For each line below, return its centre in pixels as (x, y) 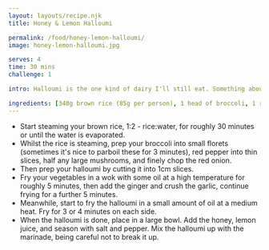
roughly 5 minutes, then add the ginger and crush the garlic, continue (134, 186)
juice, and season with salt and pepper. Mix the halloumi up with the (132, 228)
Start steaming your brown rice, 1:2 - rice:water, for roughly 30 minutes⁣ (137, 126)
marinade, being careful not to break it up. (89, 236)
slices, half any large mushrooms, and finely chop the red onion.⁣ (126, 160)
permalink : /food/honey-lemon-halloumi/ (77, 38)
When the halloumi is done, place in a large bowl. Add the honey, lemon (138, 220)
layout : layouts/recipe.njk (55, 16)
